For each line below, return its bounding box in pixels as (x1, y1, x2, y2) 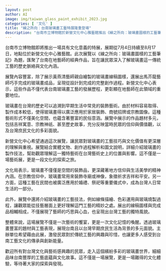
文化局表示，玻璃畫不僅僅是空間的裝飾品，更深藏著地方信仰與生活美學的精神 (5, 167, 161, 173)
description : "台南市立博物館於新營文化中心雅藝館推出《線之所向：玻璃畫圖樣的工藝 (5, 30, 158, 35)
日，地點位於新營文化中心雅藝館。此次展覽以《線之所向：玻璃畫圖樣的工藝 (5, 51, 157, 56)
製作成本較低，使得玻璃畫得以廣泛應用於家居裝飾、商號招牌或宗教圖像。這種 (5, 109, 161, 114)
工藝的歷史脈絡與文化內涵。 (5, 63, 62, 69)
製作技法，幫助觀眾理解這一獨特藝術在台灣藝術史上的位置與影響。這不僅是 (5, 151, 157, 156)
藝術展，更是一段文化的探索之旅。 (9, 157, 79, 163)
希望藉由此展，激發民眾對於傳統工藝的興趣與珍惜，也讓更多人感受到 (18, 231, 157, 237)
